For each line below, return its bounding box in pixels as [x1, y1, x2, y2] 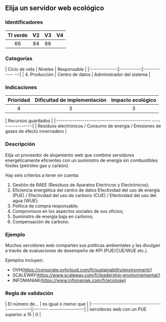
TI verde [7, 32, 28, 39]
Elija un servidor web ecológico [5, 4, 104, 12]
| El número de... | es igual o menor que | [5, 301, 88, 307]
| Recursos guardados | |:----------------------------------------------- [5, 118, 151, 124]
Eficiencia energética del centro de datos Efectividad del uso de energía [12, 187, 160, 193]
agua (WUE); [12, 197, 39, 203]
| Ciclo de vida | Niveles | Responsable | [5, 66, 87, 72]
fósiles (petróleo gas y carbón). [5, 162, 70, 168]
